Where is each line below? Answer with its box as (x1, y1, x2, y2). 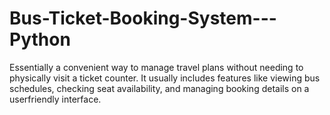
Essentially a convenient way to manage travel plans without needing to (9, 61, 304, 73)
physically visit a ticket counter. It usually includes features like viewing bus (9, 72, 321, 84)
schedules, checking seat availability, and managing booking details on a (9, 82, 310, 94)
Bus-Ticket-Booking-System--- (9, 7, 277, 30)
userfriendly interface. (9, 93, 102, 105)
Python (9, 28, 71, 51)
